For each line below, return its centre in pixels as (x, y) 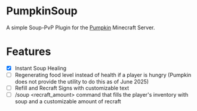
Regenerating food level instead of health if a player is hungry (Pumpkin (103, 75)
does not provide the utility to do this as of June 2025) (82, 81)
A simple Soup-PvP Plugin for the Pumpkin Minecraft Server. (81, 27)
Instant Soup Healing (41, 68)
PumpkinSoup (42, 11)
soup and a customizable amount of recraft (68, 101)
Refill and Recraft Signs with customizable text (72, 88)
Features (29, 52)
